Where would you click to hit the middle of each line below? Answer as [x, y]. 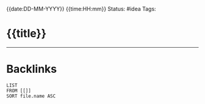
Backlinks [32, 69]
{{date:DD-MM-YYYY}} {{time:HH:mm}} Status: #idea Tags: [81, 9]
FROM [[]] [19, 91]
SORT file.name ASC [31, 96]
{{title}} [27, 34]
